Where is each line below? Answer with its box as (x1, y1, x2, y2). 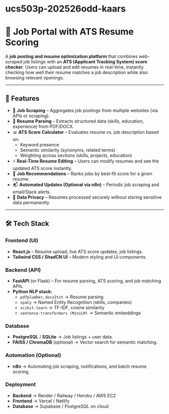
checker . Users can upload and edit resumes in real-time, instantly (5, 64, 144, 70)
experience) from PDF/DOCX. (12, 123, 74, 129)
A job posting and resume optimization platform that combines (5, 53, 138, 59)
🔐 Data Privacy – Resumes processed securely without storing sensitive (12, 194, 162, 200)
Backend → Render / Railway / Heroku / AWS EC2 (12, 392, 116, 398)
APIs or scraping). (12, 113, 50, 119)
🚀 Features (5, 94, 40, 103)
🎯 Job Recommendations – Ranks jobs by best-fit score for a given (12, 171, 152, 177)
